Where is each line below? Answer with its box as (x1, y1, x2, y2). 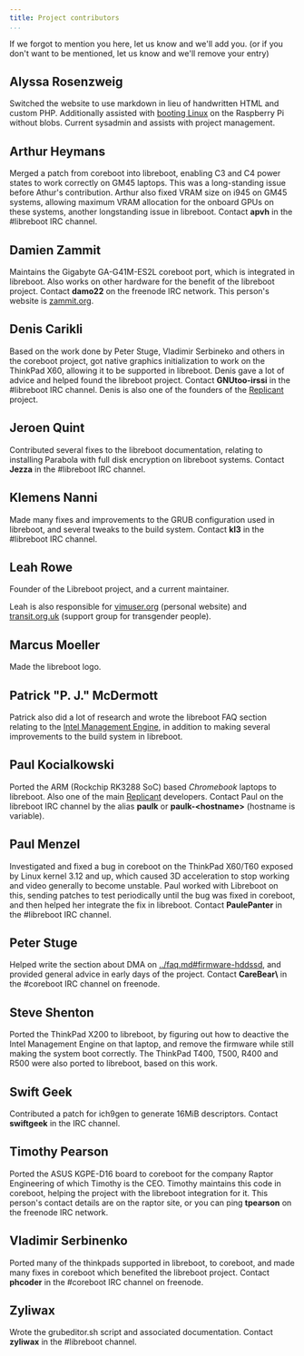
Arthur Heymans (9, 143, 106, 159)
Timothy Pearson (9, 1145, 109, 1160)
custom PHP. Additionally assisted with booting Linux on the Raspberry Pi (9, 108, 284, 119)
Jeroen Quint (9, 420, 85, 436)
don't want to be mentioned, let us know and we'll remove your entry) (9, 47, 270, 59)
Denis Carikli (9, 321, 83, 337)
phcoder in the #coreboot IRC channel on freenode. (9, 1276, 204, 1287)
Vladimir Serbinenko (9, 1233, 129, 1249)
